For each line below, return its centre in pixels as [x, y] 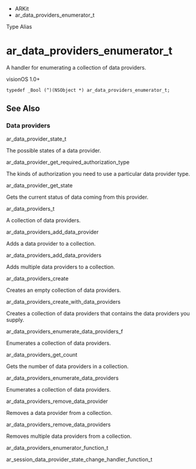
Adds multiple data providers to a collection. [61, 267]
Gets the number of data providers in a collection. [67, 366]
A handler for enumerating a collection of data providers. [76, 67]
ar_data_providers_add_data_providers [54, 255]
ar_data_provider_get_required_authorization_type [68, 162]
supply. [15, 319]
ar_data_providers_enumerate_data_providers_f [65, 331]
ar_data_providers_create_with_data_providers [64, 301]
